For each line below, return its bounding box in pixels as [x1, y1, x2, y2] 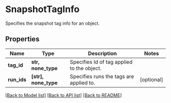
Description [88, 49, 117, 57]
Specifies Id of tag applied [70, 58, 133, 65]
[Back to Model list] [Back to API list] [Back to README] [5, 92, 122, 98]
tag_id [8, 62, 23, 69]
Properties [5, 35, 40, 43]
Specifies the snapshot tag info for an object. [5, 20, 100, 26]
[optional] [139, 76, 163, 83]
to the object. [70, 65, 102, 72]
